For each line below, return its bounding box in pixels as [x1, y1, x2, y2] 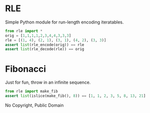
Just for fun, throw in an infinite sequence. [5, 79, 91, 86]
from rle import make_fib [5, 89, 58, 94]
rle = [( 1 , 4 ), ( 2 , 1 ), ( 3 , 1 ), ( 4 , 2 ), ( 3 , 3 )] [5, 38, 106, 43]
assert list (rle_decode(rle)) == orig [5, 47, 84, 52]
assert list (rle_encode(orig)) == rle [5, 42, 84, 47]
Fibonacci [5, 63, 47, 74]
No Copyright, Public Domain [5, 102, 64, 108]
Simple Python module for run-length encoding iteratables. [5, 19, 124, 25]
